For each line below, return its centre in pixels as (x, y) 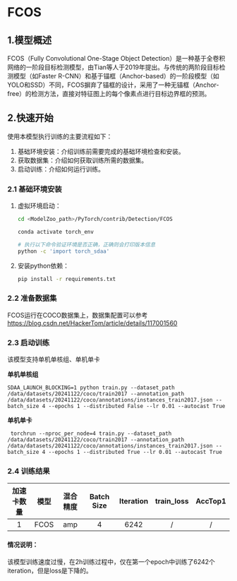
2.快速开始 (31, 118)
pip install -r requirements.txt (67, 279)
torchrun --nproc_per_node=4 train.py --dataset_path (91, 434)
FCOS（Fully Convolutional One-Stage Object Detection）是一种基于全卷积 (116, 58)
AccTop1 (211, 501)
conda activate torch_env (55, 232)
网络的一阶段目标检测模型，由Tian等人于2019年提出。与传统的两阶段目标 (114, 67)
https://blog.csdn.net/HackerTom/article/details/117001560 (92, 323)
